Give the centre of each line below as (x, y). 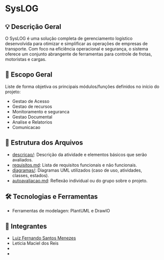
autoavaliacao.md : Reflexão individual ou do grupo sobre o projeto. (80, 181)
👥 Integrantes (26, 226)
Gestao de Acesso (31, 101)
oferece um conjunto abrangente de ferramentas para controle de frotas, (79, 54)
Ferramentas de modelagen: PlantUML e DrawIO (61, 211)
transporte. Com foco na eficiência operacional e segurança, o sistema (77, 49)
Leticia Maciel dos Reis (35, 243)
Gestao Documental (32, 117)
